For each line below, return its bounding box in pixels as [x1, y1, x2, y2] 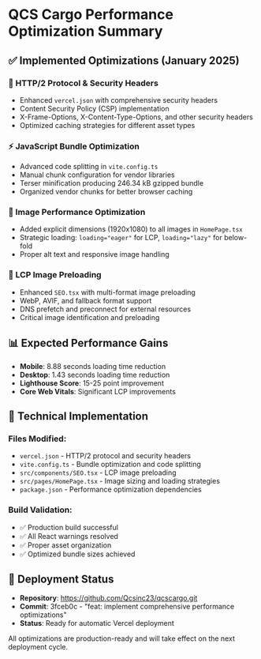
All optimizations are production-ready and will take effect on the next [8, 634, 235, 643]
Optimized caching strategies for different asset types [19, 120, 196, 130]
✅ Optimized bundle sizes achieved [19, 549, 136, 559]
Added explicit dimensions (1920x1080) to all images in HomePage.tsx [19, 224, 243, 234]
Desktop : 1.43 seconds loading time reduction [19, 370, 170, 379]
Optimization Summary [8, 22, 163, 40]
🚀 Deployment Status [8, 572, 114, 586]
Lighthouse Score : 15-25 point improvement [19, 378, 164, 388]
